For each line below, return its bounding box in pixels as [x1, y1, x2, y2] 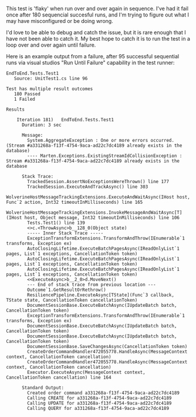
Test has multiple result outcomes [6, 86, 93, 92]
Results [6, 107, 25, 112]
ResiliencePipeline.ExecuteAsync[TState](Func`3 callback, [27, 292, 175, 298]
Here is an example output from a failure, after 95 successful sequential [6, 53, 180, 59]
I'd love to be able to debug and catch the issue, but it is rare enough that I [6, 29, 186, 36]
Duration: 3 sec [21, 122, 62, 128]
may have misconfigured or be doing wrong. [6, 18, 113, 24]
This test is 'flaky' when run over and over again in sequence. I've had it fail [6, 5, 189, 12]
